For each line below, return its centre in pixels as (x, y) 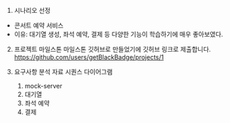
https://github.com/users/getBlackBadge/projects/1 (89, 57)
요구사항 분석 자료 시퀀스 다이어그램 (63, 72)
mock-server (43, 86)
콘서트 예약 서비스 (39, 25)
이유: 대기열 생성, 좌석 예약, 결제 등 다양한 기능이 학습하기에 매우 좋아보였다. (119, 34)
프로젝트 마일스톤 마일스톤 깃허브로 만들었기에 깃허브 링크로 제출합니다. (112, 49)
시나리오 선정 (32, 10)
